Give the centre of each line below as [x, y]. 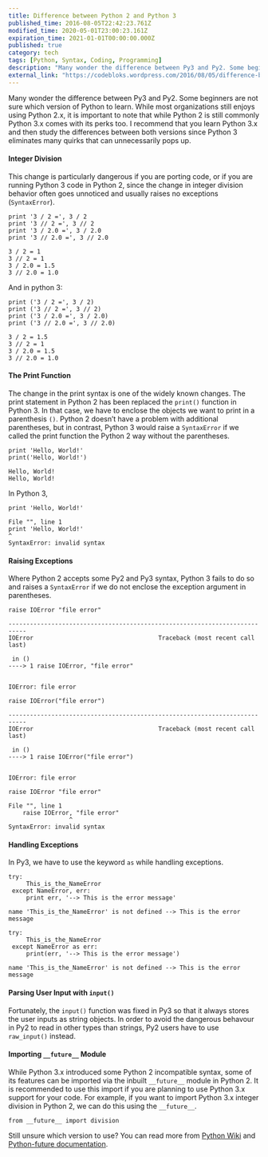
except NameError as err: [55, 947]
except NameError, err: [51, 891]
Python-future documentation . [58, 1143]
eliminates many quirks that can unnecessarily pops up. [100, 140]
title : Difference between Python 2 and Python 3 [93, 16]
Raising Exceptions [41, 561]
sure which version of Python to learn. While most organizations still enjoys [132, 106]
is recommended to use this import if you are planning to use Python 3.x [127, 1089]
